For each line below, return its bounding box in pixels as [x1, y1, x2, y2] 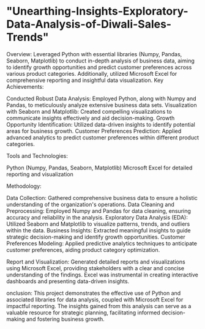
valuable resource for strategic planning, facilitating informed [6, 309, 160, 316]
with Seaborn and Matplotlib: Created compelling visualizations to [6, 108, 173, 115]
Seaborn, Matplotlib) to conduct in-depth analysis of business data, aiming [6, 57, 195, 64]
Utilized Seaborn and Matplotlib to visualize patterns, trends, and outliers [6, 220, 190, 227]
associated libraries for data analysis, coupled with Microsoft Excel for [6, 295, 184, 303]
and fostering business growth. [26, 315, 105, 322]
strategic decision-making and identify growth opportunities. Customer [6, 233, 185, 240]
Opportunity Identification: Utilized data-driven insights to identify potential [6, 120, 196, 128]
